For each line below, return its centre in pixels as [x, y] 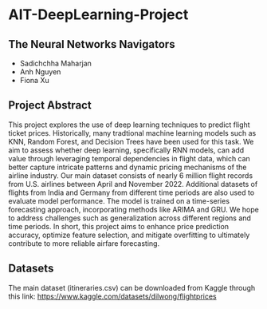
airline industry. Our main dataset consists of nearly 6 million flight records [131, 175]
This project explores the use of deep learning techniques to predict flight [129, 125]
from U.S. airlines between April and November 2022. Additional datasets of [133, 184]
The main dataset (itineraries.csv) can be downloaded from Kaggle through [132, 287]
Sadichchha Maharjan [55, 63]
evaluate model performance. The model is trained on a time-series [119, 200]
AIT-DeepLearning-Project [98, 15]
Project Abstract [50, 105]
